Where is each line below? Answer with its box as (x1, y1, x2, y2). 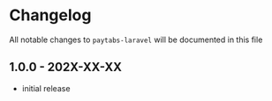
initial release (21, 83, 71, 93)
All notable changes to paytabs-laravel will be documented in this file (9, 34, 263, 45)
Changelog (9, 5, 92, 25)
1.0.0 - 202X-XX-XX (9, 60, 122, 75)
